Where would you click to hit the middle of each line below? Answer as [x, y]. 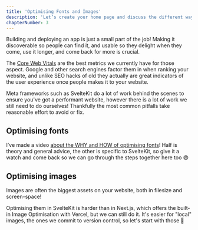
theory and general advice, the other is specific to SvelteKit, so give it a [93, 152]
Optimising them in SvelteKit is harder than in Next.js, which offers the [91, 208]
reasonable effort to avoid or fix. [45, 112]
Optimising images [42, 176]
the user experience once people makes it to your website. [77, 82]
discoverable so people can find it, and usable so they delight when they [94, 45]
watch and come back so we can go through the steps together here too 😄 [98, 157]
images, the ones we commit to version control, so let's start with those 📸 [95, 221]
